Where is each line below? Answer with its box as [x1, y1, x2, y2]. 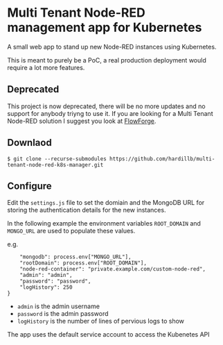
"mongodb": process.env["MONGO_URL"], [19, 253, 132, 261]
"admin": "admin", [19, 272, 73, 279]
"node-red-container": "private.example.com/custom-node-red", [19, 266, 206, 273]
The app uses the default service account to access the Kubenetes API [7, 330, 210, 339]
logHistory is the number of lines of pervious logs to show [17, 317, 185, 326]
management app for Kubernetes [7, 19, 202, 35]
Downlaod [7, 137, 52, 149]
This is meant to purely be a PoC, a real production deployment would [7, 56, 206, 64]
